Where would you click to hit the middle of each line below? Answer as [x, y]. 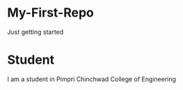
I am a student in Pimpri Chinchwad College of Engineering [91, 79]
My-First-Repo [50, 13]
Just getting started [35, 32]
